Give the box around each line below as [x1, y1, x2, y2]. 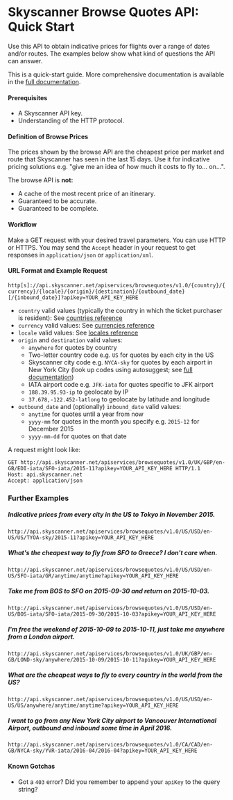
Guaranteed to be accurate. [17, 197, 97, 205]
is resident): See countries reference [17, 314, 123, 322]
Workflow [8, 220, 37, 228]
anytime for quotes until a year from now [28, 410, 144, 418]
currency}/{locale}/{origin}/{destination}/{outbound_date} [8, 288, 186, 295]
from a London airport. [8, 632, 76, 641]
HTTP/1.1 [175, 465, 200, 472]
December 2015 [28, 424, 74, 433]
